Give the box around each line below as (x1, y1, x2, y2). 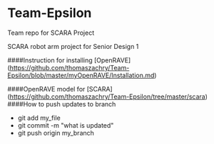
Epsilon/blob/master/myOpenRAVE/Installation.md (7, 71, 155, 79)
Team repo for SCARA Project (7, 28, 95, 37)
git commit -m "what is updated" (17, 121, 114, 129)
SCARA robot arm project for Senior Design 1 (7, 42, 139, 50)
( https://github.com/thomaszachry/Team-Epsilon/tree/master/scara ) (7, 92, 208, 101)
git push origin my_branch (17, 128, 95, 137)
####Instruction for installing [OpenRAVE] (7, 55, 131, 65)
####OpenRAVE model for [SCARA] (7, 84, 113, 93)
